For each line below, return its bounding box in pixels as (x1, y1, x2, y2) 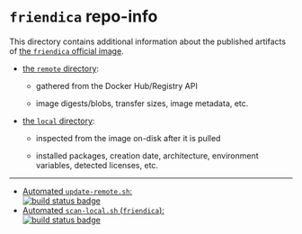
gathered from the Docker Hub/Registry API (35, 80, 198, 91)
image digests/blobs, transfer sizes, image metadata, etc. (35, 97, 249, 109)
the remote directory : (22, 63, 100, 74)
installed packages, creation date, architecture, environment (35, 150, 259, 161)
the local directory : (22, 115, 95, 126)
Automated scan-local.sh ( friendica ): (22, 204, 164, 215)
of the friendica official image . (9, 45, 124, 56)
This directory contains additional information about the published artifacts (9, 36, 286, 47)
